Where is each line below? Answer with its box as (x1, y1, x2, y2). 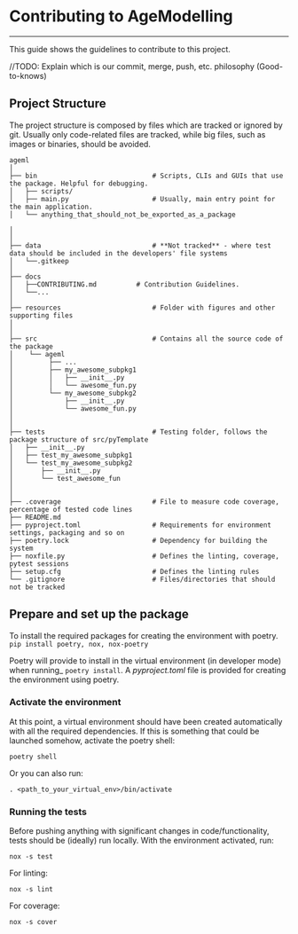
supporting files (9, 310, 74, 320)
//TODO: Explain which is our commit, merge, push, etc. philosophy (9, 60, 255, 72)
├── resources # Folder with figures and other (9, 303, 276, 312)
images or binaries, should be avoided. (9, 138, 151, 149)
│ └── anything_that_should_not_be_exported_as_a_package (9, 210, 237, 219)
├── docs (9, 272, 42, 281)
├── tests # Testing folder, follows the (9, 428, 268, 436)
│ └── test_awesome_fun (9, 474, 122, 483)
